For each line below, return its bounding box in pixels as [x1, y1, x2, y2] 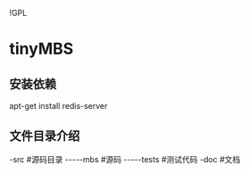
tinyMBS [9, 39, 74, 59]
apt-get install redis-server [9, 101, 108, 111]
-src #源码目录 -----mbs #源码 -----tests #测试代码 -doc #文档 [9, 153, 241, 164]
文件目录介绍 [9, 128, 80, 144]
